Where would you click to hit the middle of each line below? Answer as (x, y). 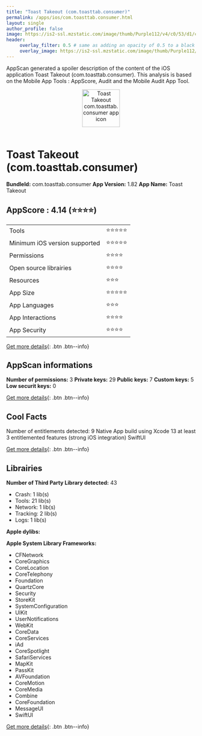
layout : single (25, 23)
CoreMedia (29, 689)
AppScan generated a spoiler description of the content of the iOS (88, 68)
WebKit (24, 625)
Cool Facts (26, 416)
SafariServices (33, 657)
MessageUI (29, 708)
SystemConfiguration (41, 606)
